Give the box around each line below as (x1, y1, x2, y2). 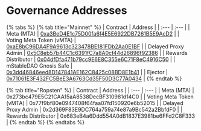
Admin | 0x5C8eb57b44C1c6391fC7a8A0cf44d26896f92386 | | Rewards (6, 49, 188, 56)
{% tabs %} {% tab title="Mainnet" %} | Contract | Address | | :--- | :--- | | (6, 24, 190, 31)
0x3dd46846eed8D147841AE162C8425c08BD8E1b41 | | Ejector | (6, 68, 168, 75)
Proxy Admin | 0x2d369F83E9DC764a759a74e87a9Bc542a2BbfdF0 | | (6, 106, 183, 113)
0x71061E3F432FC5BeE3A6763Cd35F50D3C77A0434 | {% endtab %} (6, 75, 182, 82)
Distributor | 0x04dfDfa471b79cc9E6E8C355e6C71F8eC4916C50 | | (6, 56, 176, 63)
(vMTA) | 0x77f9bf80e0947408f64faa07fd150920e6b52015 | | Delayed (6, 99, 184, 106)
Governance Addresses (6, 4, 127, 18)
